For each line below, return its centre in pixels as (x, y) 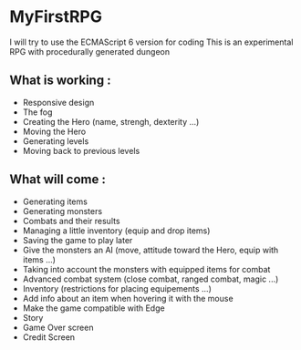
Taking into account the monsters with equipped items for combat (146, 269)
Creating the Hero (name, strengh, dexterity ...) (111, 121)
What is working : (60, 81)
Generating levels (56, 141)
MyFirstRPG (56, 17)
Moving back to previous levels (81, 150)
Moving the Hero (54, 131)
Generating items (55, 201)
